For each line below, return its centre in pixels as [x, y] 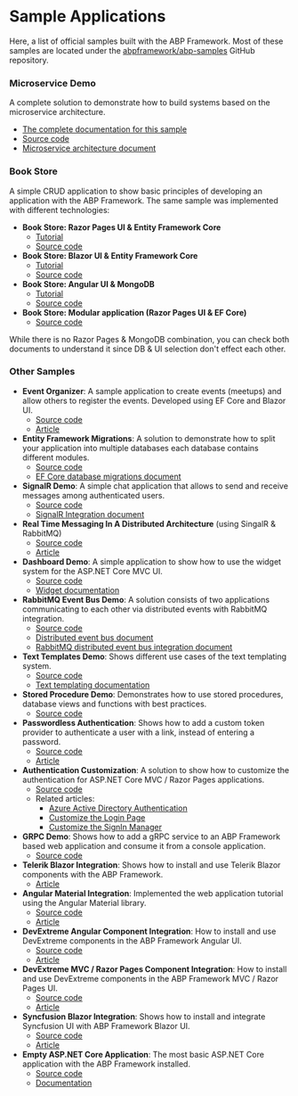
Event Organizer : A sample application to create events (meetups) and [152, 391]
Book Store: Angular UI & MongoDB [89, 284]
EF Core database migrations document [108, 476]
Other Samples [42, 372]
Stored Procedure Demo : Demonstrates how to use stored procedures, [153, 694]
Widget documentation [77, 589]
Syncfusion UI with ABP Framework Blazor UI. [106, 1026]
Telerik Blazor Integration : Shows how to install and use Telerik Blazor [151, 865]
